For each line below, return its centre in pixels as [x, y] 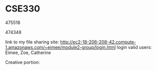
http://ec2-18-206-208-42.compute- [98, 42]
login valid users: [134, 47]
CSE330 [23, 9]
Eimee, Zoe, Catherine [28, 52]
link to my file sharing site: [32, 42]
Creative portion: [22, 62]
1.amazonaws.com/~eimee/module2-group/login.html [60, 47]
